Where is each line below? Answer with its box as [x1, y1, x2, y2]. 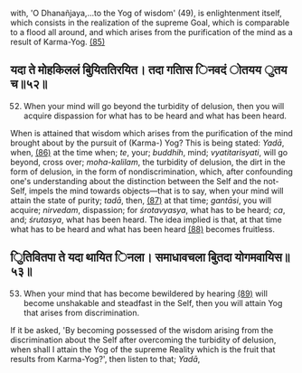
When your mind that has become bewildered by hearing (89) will [23, 288, 268, 299]
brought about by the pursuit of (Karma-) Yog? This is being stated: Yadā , [10, 137, 285, 148]
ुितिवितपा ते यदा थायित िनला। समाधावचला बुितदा [10, 250, 232, 266]
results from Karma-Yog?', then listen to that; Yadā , [10, 353, 201, 364]
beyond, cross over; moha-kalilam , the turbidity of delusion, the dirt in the [10, 156, 286, 167]
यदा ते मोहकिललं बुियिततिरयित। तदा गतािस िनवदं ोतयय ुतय [10, 62, 288, 78]
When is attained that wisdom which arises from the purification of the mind [10, 127, 293, 138]
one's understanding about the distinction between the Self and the [10, 175, 261, 186]
